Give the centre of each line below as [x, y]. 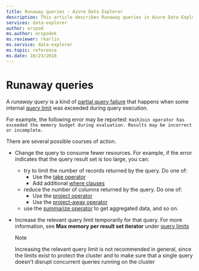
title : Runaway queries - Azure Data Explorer [65, 12]
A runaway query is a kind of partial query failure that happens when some [97, 101]
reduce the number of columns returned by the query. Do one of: [103, 189]
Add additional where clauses [68, 183]
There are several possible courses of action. [61, 141]
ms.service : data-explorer [39, 45]
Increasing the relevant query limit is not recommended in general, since [103, 249]
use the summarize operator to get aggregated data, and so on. [101, 208]
